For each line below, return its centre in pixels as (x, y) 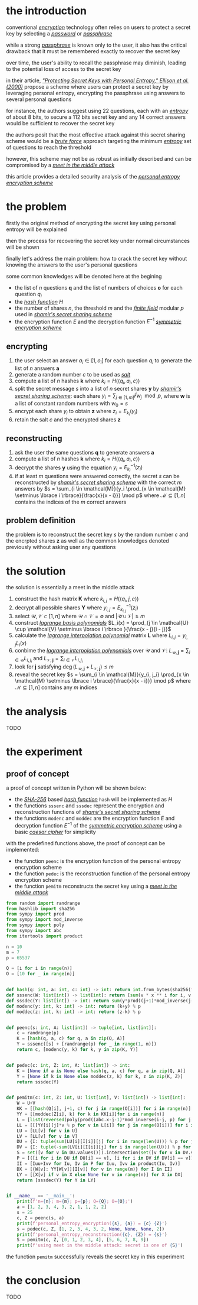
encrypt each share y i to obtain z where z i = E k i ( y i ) (76, 412)
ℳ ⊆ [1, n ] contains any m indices (56, 687)
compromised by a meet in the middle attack (60, 165)
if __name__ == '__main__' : (41, 1196)
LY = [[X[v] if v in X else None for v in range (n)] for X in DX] (100, 1174)
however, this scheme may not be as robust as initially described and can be (99, 158)
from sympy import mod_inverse (44, 920)
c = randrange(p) (38, 1033)
